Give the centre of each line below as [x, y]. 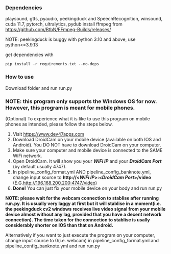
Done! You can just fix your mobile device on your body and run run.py [87, 188]
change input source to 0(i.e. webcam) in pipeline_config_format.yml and [82, 240]
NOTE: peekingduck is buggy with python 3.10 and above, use [70, 39]
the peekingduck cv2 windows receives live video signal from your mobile [86, 209]
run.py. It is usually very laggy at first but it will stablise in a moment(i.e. [83, 204]
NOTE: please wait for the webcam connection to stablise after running [82, 198]
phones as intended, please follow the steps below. [59, 124]
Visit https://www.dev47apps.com [48, 134]
